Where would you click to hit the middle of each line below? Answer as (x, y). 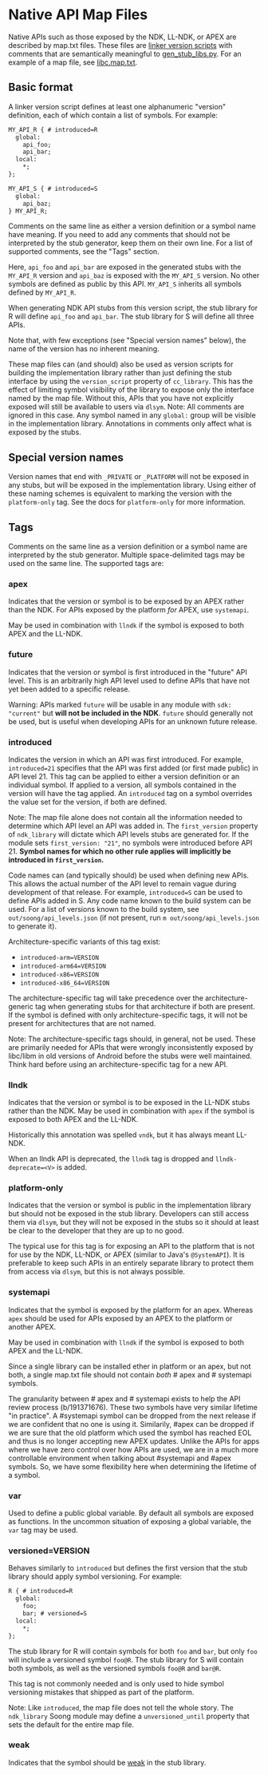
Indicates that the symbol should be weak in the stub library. (107, 1762)
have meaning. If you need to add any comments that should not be (119, 235)
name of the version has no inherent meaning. (84, 349)
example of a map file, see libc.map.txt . (73, 62)
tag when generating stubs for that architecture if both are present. (145, 1006)
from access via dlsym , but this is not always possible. (97, 1272)
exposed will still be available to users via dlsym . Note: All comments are (126, 407)
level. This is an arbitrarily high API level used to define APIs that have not (129, 680)
